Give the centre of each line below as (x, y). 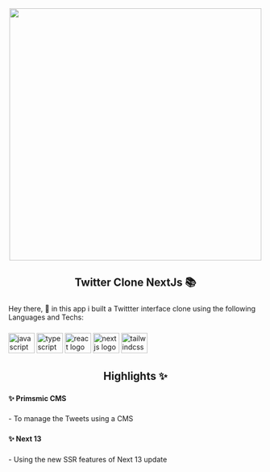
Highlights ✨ (135, 376)
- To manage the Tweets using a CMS (71, 419)
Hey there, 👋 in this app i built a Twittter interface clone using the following (132, 309)
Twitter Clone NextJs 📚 (135, 283)
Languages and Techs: (46, 317)
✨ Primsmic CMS (37, 398)
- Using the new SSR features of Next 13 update (88, 460)
